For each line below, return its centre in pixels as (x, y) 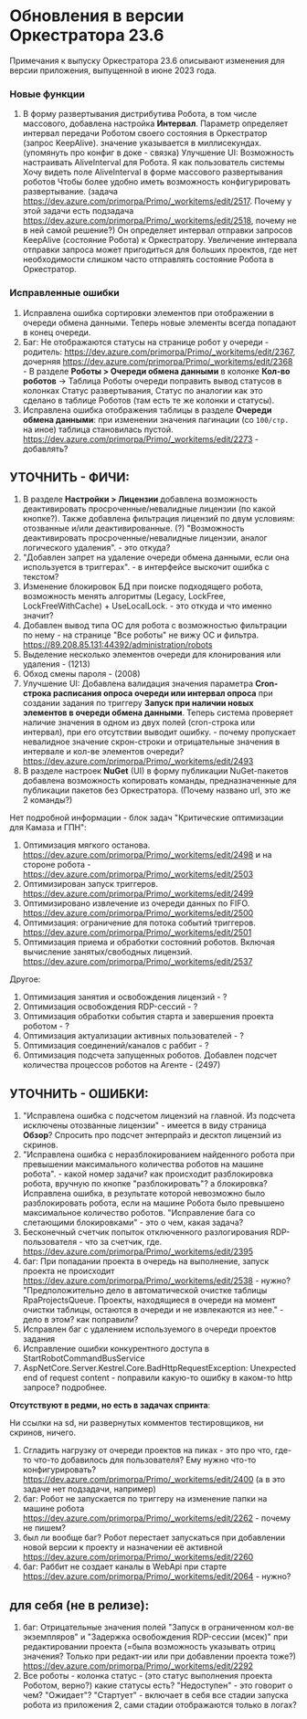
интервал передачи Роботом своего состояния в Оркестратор (145, 133)
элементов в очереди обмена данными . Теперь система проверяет (158, 712)
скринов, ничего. (43, 1433)
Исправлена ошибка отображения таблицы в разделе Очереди (147, 410)
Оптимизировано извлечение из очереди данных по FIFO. (136, 903)
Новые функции (47, 94)
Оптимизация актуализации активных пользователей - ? (133, 1036)
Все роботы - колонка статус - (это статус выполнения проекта (147, 1675)
